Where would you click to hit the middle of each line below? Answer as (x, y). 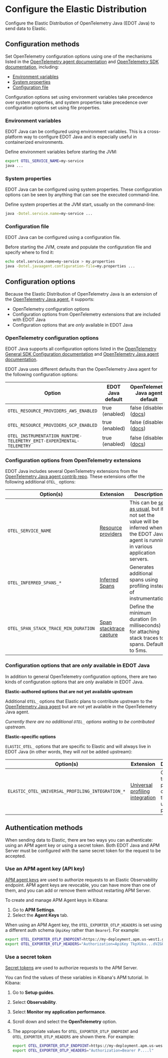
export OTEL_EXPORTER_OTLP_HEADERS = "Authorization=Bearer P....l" (83, 1050)
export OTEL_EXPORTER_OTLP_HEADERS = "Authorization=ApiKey (67, 944)
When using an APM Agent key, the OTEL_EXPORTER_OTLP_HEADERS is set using (83, 925)
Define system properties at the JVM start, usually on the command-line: (80, 204)
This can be (143, 503)
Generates (141, 567)
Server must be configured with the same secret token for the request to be (83, 851)
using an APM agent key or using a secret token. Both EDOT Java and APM (82, 845)
